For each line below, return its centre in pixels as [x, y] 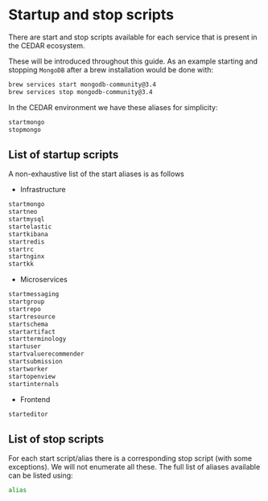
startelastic [30, 227]
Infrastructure [43, 190]
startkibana [28, 234]
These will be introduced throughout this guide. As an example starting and [133, 61]
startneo [23, 212]
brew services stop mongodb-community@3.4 [80, 92]
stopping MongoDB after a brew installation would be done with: [111, 69]
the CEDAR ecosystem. [47, 45]
